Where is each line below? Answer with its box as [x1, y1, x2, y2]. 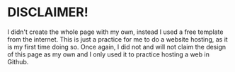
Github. [7, 57, 29, 66]
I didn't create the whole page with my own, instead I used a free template [7, 28, 224, 36]
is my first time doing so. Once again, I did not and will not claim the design [7, 42, 227, 51]
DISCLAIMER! [7, 4, 88, 20]
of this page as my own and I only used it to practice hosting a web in [7, 50, 210, 59]
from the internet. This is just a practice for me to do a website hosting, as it [7, 35, 228, 43]
